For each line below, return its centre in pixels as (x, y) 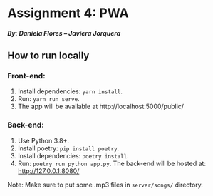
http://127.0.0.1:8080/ (48, 171)
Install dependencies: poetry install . (73, 155)
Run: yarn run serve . (48, 99)
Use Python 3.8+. (43, 140)
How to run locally (48, 56)
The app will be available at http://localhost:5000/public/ (100, 107)
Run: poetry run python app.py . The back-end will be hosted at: (112, 163)
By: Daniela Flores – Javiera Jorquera (64, 33)
